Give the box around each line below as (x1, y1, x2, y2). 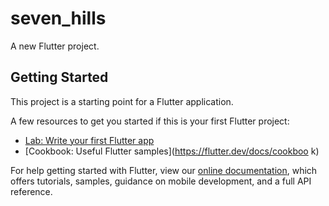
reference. (10, 185, 53, 197)
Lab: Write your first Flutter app (24, 134, 155, 146)
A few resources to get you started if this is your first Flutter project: (10, 115, 290, 127)
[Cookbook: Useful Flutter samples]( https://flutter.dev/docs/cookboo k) (24, 145, 320, 157)
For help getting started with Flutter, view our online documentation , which (10, 164, 318, 176)
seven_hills (10, 7, 107, 30)
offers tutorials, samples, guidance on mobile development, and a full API (10, 175, 312, 187)
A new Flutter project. (10, 40, 100, 52)
